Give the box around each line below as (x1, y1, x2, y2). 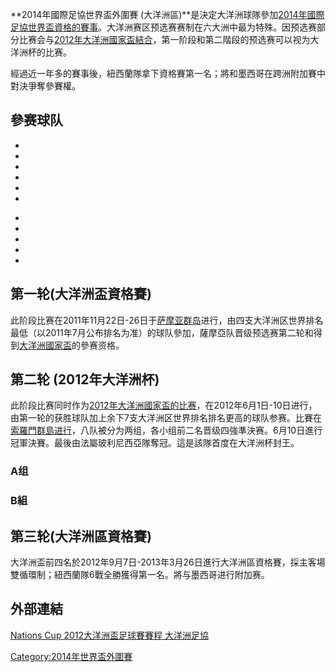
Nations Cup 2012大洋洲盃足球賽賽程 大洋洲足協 (10, 629, 209, 641)
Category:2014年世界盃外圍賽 (10, 650, 133, 662)
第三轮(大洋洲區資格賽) (10, 528, 152, 545)
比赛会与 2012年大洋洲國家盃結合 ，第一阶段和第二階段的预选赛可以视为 (18, 34, 311, 45)
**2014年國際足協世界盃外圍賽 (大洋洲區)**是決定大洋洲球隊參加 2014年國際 (10, 9, 325, 20)
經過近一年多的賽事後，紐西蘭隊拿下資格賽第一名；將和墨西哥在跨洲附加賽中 (10, 68, 326, 79)
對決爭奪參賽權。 (10, 80, 81, 92)
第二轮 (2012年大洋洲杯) (10, 371, 160, 388)
